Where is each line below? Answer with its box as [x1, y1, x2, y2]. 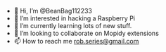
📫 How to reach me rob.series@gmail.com [13, 37, 139, 45]
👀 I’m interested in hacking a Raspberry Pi [13, 14, 136, 22]
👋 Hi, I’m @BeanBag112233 [13, 7, 93, 15]
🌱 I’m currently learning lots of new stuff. [13, 22, 132, 30]
